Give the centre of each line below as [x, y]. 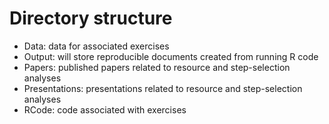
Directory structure [91, 18]
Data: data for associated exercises [96, 46]
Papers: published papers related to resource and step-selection [157, 67]
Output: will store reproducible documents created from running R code [171, 56]
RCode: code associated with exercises [105, 109]
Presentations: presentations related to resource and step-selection [163, 88]
